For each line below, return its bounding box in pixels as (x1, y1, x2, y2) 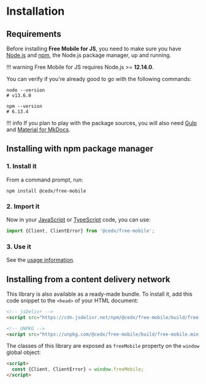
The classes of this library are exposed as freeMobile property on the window (6, 342, 200, 350)
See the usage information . (6, 256, 75, 264)
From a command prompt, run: (6, 176, 84, 183)
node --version (6, 87, 45, 93)
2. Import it (6, 202, 40, 210)
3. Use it (6, 242, 32, 251)
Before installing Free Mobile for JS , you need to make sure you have (6, 45, 181, 52)
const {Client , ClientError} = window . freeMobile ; (12, 366, 144, 372)
